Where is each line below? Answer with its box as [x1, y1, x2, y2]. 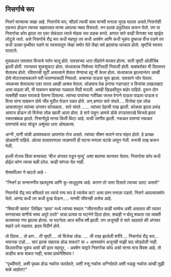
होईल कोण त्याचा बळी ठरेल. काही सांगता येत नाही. [5, 159, 85, 165]
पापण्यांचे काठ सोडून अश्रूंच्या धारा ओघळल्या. [5, 121, 76, 127]
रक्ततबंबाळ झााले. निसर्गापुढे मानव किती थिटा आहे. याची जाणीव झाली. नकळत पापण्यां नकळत [5, 115, 153, 121]
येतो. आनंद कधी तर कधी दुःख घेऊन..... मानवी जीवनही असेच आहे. [5, 195, 112, 201]
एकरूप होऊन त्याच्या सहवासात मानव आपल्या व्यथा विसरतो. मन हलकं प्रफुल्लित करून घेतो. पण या [5, 24, 160, 31]
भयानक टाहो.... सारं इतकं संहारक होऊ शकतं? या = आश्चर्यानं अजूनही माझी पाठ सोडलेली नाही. [5, 239, 158, 245]
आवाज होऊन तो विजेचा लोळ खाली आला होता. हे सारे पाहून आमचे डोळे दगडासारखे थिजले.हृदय [5, 110, 156, 116]
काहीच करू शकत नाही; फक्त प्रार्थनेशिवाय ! [5, 250, 74, 257]
